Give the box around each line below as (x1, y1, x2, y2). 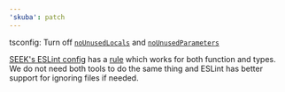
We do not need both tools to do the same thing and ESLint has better (9, 63, 264, 74)
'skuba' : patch (9, 12, 65, 22)
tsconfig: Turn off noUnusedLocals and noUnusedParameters (9, 37, 220, 47)
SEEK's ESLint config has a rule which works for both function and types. (9, 53, 276, 64)
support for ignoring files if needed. (9, 72, 139, 83)
